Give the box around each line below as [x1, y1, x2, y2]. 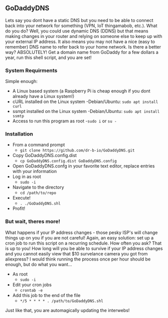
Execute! [12, 195, 31, 201]
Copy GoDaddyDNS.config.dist [12, 152, 77, 158]
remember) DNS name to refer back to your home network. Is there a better [5, 43, 161, 49]
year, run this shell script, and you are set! [5, 54, 92, 60]
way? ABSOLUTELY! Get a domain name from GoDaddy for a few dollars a [5, 49, 159, 55]
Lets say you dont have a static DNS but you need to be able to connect [5, 17, 153, 23]
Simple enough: [5, 78, 38, 84]
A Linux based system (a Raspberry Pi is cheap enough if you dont [12, 88, 150, 94]
